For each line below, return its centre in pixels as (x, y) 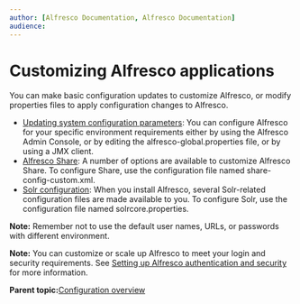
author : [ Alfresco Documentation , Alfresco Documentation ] (123, 18)
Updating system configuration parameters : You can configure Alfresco (155, 123)
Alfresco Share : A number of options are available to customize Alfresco (156, 161)
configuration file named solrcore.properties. (105, 209)
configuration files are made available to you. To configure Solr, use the (155, 199)
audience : (28, 26)
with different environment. (59, 236)
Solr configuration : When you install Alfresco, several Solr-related (144, 189)
